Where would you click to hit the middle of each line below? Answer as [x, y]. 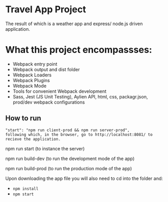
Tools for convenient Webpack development [60, 91]
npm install [25, 189]
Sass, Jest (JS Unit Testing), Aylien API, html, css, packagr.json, [80, 96]
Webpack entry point [35, 64]
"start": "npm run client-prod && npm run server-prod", [68, 130]
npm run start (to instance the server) [45, 148]
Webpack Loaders [32, 75]
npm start [23, 194]
